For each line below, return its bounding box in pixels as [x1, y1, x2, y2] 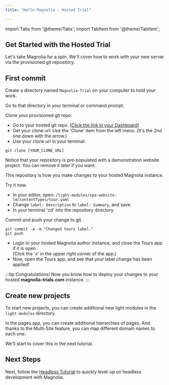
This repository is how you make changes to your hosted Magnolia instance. [5, 172, 164, 178]
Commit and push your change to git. [5, 217, 83, 223]
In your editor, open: [12, 192, 55, 198]
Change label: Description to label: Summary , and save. [12, 202, 132, 208]
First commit [5, 74, 46, 83]
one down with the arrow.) [12, 133, 67, 139]
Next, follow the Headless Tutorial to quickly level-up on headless [5, 368, 142, 375]
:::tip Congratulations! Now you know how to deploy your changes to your [5, 272, 158, 278]
